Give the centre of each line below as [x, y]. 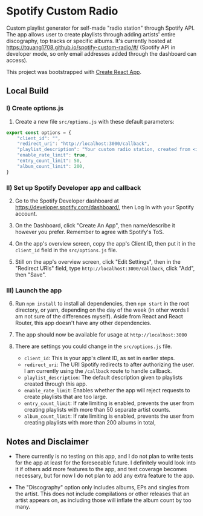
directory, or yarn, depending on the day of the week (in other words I [102, 310]
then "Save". [31, 275]
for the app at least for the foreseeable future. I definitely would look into [105, 463]
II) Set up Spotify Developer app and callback [74, 187]
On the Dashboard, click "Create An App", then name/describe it [95, 225]
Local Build [27, 91]
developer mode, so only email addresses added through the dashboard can [101, 53]
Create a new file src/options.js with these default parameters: [95, 121]
